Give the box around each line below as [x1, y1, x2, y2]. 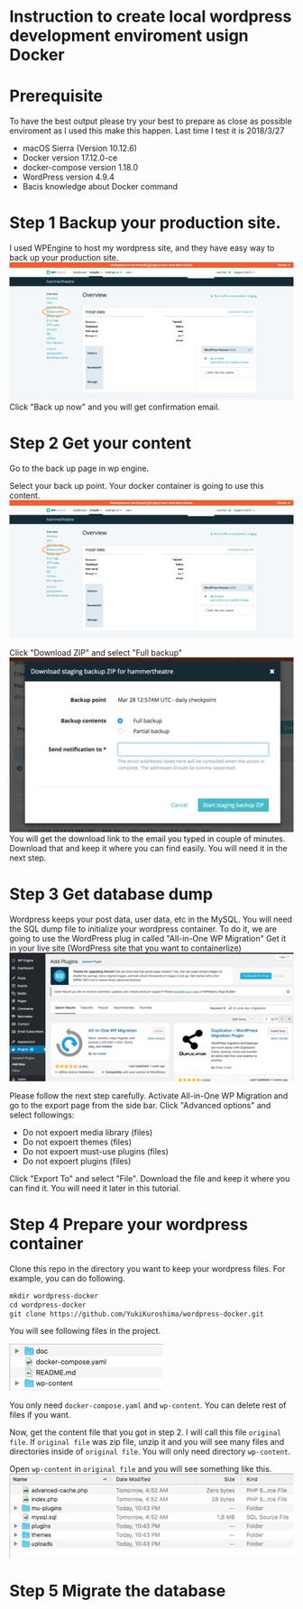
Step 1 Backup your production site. [9, 213, 281, 234]
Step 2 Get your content [9, 433, 192, 454]
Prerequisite [9, 86, 104, 106]
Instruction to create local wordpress [9, 6, 292, 27]
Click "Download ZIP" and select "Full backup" [9, 647, 183, 657]
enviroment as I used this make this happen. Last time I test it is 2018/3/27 [9, 125, 285, 136]
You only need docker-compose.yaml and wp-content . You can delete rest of [9, 1400, 287, 1411]
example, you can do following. [9, 1273, 125, 1283]
